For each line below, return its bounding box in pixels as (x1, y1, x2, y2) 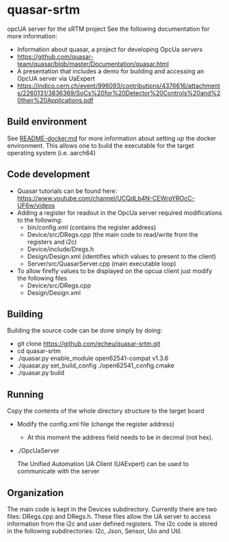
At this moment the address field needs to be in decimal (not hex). (27, 433, 213, 441)
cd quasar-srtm (16, 347, 62, 355)
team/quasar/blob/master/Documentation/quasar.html (16, 60, 170, 68)
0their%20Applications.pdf (16, 96, 94, 104)
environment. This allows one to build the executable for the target (7, 141, 195, 149)
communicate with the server (16, 467, 100, 476)
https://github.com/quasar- (16, 52, 94, 60)
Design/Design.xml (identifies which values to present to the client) (27, 252, 217, 260)
